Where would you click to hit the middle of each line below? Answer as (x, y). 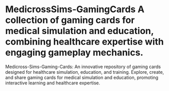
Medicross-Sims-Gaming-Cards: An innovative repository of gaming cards (83, 67)
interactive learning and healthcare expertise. (53, 83)
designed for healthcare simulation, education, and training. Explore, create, (84, 72)
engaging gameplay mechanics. (74, 53)
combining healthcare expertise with (84, 42)
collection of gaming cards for (70, 20)
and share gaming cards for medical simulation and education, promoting (82, 77)
